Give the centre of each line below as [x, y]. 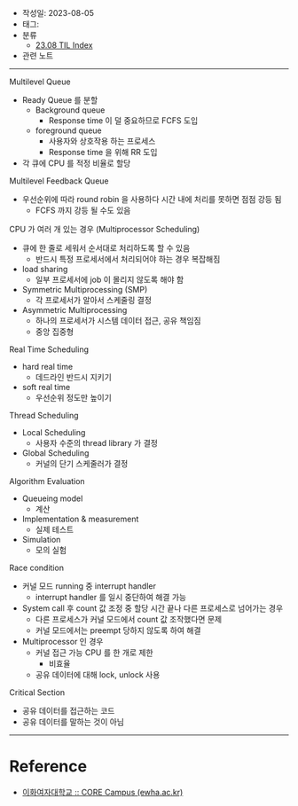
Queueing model [52, 498]
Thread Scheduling [44, 415]
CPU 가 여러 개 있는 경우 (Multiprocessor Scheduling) [105, 229]
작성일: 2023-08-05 [58, 13]
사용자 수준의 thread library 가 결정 [96, 443]
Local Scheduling [54, 432]
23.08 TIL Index [64, 45]
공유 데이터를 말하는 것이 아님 [73, 722]
